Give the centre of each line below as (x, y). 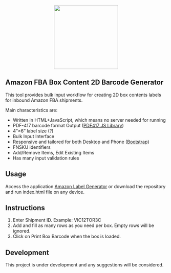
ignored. (22, 231)
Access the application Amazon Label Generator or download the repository (85, 186)
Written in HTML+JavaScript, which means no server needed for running (89, 120)
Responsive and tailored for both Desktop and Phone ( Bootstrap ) (81, 142)
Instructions (25, 208)
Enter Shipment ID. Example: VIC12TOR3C (57, 220)
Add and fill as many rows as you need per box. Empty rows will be (83, 225)
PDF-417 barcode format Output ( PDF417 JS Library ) (68, 125)
